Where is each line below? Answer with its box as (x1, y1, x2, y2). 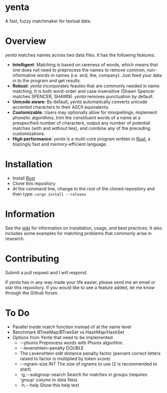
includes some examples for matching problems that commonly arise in (5, 230, 152, 236)
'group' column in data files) (19, 377, 78, 383)
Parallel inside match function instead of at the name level (12, 324, 132, 330)
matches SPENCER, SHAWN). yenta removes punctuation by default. (12, 93, 154, 99)
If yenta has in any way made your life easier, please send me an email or (5, 279, 156, 285)
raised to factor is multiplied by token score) (19, 356, 111, 362)
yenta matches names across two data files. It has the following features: (5, 52, 156, 58)
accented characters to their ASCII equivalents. (12, 104, 110, 110)
